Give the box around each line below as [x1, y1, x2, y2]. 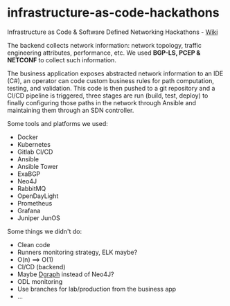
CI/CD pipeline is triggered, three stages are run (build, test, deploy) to [7, 91, 209, 100]
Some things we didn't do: [7, 227, 82, 235]
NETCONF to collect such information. [7, 55, 116, 64]
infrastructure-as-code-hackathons [7, 5, 220, 21]
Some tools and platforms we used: [7, 119, 109, 127]
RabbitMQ [17, 184, 46, 192]
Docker [17, 133, 39, 141]
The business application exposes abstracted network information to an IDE [7, 69, 224, 78]
